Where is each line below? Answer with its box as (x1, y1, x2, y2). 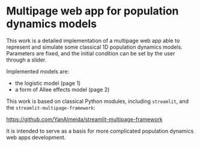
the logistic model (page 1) (14, 80, 81, 87)
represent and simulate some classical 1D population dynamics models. (6, 43, 183, 51)
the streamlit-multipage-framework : (6, 104, 95, 111)
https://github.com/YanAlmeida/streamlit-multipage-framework (6, 116, 163, 123)
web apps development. (6, 134, 66, 141)
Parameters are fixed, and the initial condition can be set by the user (6, 49, 175, 57)
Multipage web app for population (6, 4, 179, 18)
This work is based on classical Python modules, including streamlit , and (6, 98, 189, 105)
